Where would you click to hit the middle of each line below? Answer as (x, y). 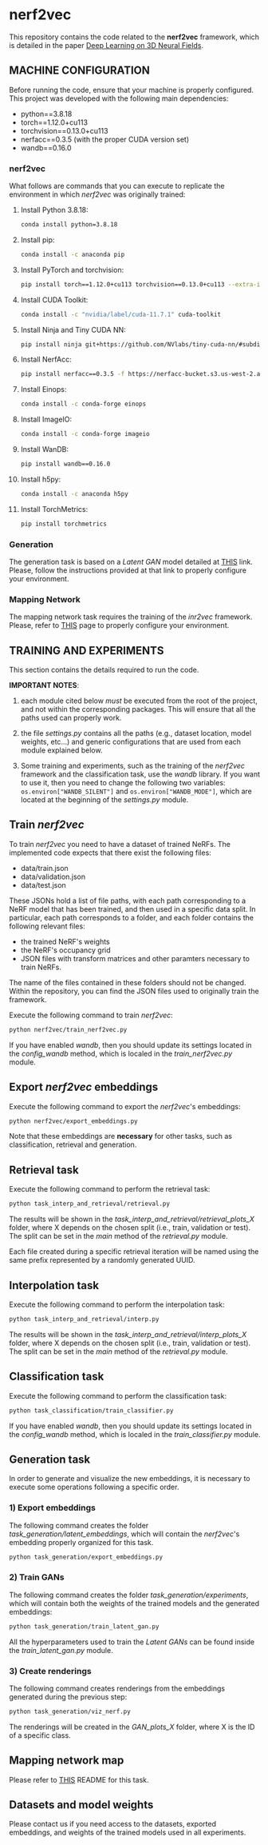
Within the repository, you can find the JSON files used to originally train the (134, 991)
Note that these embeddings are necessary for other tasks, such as (120, 1136)
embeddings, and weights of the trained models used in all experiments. (128, 1832)
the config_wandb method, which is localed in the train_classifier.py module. (135, 1434)
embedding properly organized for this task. (81, 1542)
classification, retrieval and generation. (73, 1144)
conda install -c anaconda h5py (74, 493)
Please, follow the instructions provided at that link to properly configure (128, 570)
